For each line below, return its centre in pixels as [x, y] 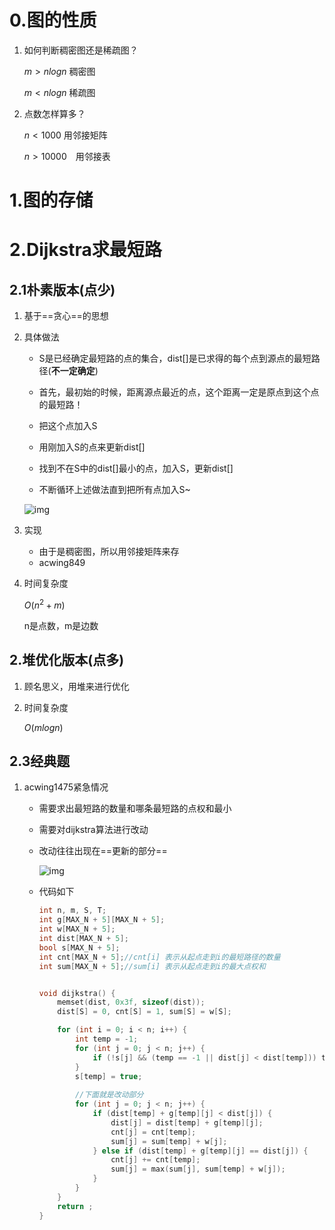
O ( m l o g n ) [43, 727]
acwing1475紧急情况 [66, 787]
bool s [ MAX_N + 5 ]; [79, 947]
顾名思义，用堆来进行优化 [76, 686]
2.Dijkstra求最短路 [85, 250]
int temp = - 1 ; [106, 1039]
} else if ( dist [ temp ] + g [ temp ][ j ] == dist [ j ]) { [200, 1151]
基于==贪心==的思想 [66, 316]
